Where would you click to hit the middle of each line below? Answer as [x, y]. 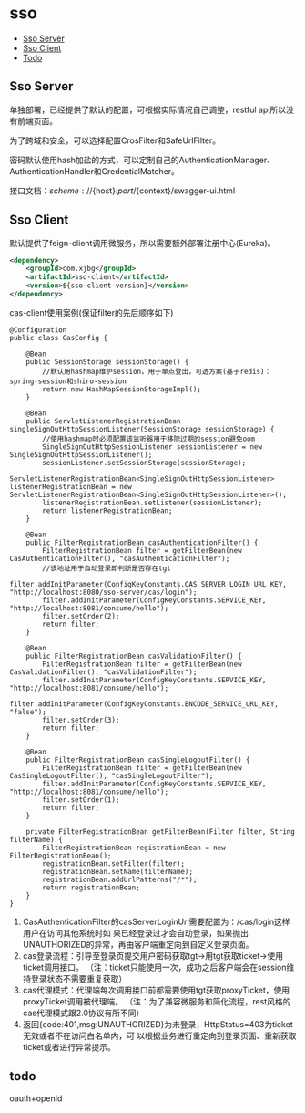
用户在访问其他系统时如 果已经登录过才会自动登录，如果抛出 [135, 932]
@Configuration [38, 330]
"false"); [28, 712]
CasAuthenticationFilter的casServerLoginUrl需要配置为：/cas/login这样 [156, 921]
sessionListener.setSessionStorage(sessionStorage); [144, 463]
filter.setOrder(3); [81, 720]
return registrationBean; [91, 888]
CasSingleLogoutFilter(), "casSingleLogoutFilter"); [112, 775]
